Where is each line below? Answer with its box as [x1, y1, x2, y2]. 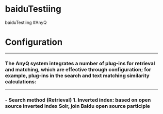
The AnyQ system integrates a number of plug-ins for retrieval [5, 60, 155, 67]
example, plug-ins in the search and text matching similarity [5, 72, 149, 79]
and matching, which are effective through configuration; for [5, 66, 151, 73]
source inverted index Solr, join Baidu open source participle [5, 103, 150, 110]
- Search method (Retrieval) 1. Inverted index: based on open [5, 96, 151, 103]
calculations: [5, 78, 36, 85]
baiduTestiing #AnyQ [5, 19, 47, 25]
